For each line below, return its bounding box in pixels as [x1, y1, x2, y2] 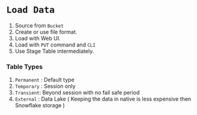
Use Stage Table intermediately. [14, 47, 94, 55]
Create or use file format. [14, 28, 77, 36]
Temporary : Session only [14, 82, 76, 90]
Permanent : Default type [14, 76, 75, 84]
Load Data [6, 4, 55, 16]
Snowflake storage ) [14, 102, 65, 109]
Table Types [6, 62, 43, 70]
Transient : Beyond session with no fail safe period [14, 89, 140, 96]
